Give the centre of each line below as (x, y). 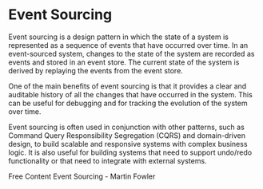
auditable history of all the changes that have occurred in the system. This (131, 94)
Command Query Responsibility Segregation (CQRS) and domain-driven (127, 135)
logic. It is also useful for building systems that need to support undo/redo (130, 152)
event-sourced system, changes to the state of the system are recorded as (131, 53)
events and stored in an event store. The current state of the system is (124, 62)
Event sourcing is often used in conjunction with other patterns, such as (127, 127)
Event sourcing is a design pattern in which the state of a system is (119, 37)
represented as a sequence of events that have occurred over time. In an (128, 45)
